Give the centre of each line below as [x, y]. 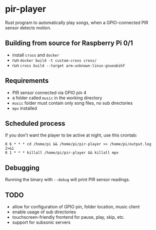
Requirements [27, 81]
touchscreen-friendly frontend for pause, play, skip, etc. [68, 217]
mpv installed [25, 108]
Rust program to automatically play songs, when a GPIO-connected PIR [77, 23]
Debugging [22, 168]
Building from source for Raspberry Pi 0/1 [69, 43]
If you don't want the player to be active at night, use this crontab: [71, 135]
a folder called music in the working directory [57, 98]
